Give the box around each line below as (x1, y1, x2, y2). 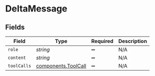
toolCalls (8, 63, 31, 68)
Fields (5, 23, 25, 31)
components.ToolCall (36, 62, 87, 69)
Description (118, 38, 147, 44)
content (8, 55, 26, 60)
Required (91, 38, 114, 44)
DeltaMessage (5, 3, 68, 14)
